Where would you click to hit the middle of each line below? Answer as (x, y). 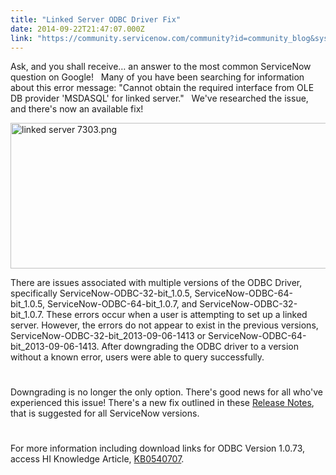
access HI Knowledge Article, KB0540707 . (97, 458)
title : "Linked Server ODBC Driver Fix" (96, 19)
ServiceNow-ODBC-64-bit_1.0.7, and (122, 304)
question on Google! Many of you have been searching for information (157, 77)
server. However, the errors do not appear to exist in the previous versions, (164, 325)
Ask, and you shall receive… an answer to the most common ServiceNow (161, 67)
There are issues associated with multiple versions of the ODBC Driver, (156, 283)
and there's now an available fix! (77, 109)
